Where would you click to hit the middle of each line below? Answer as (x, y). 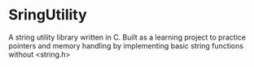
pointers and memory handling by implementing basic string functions (126, 45)
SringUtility (48, 15)
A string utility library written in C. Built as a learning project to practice (127, 37)
